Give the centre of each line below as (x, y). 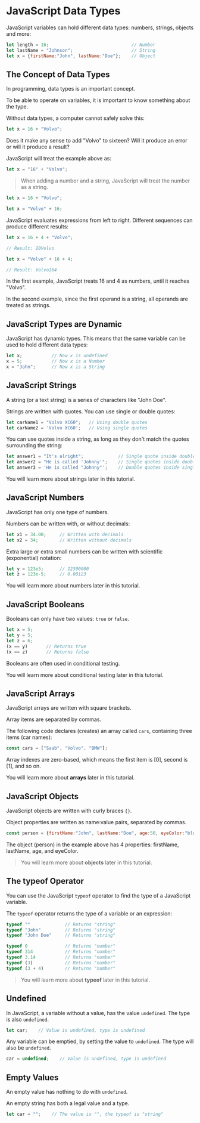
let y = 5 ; (20, 635)
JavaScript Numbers (45, 498)
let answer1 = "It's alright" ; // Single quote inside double (101, 457)
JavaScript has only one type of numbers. (57, 512)
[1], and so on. (24, 766)
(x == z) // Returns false (48, 652)
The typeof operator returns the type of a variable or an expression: (89, 913)
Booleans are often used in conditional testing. (63, 663)
